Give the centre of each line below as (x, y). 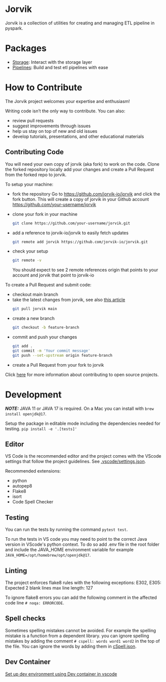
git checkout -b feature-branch (46, 328)
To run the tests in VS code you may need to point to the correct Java (76, 539)
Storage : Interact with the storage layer (52, 62)
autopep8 (22, 486)
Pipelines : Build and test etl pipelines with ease (60, 67)
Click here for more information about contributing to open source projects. (82, 375)
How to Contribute (44, 88)
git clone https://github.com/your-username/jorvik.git (71, 223)
